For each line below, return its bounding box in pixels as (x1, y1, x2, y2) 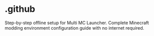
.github (4, 3, 35, 15)
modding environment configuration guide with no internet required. (4, 25, 145, 31)
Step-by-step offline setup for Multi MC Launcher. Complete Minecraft (4, 20, 149, 26)
